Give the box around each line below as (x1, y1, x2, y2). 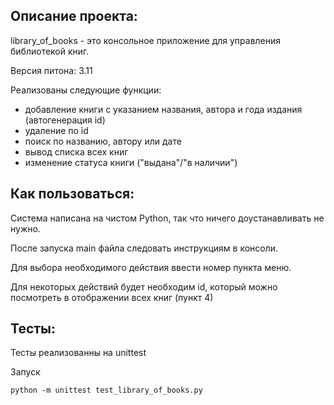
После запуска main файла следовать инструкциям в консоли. (10, 242, 279, 254)
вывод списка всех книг (24, 145, 129, 158)
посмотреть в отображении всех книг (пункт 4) (10, 291, 214, 303)
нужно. (10, 222, 41, 234)
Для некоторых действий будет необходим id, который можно (10, 280, 278, 293)
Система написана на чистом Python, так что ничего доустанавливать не (10, 212, 325, 224)
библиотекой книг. (10, 45, 90, 57)
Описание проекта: (10, 8, 138, 25)
